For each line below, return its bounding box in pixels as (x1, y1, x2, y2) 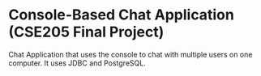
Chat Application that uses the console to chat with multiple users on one (8, 49, 253, 59)
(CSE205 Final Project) (8, 23, 165, 41)
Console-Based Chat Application (8, 6, 235, 24)
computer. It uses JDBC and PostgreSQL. (8, 58, 146, 68)
